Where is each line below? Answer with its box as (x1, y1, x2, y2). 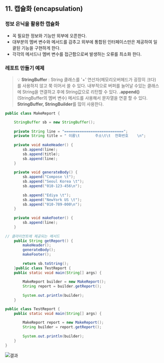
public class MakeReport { (5, 111, 60, 116)
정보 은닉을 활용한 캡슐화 (5, 21, 60, 27)
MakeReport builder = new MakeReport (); (23, 279, 106, 285)
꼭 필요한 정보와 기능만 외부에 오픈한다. (12, 32, 87, 38)
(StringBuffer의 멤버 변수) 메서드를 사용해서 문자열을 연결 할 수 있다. (17, 95, 148, 101)
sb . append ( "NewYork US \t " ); (23, 197, 82, 202)
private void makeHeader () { (14, 143, 73, 148)
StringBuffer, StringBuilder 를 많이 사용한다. (17, 101, 104, 107)
